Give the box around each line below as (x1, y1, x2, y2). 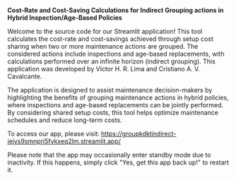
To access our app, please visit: (7, 130, 100, 138)
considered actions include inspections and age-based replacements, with (7, 49, 225, 58)
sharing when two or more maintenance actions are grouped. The (7, 42, 199, 50)
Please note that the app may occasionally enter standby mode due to (7, 151, 211, 159)
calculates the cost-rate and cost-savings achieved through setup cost (7, 35, 214, 43)
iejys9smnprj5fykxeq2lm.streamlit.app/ (7, 137, 122, 145)
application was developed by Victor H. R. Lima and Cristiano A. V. (7, 65, 200, 73)
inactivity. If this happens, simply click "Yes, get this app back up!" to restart (7, 158, 230, 167)
